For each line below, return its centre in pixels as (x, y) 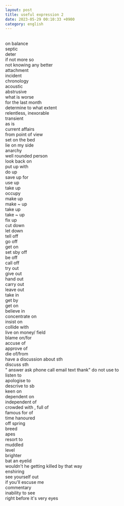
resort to (14, 440)
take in (12, 295)
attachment (17, 70)
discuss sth (17, 365)
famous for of (19, 413)
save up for (17, 177)
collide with (17, 327)
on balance (17, 44)
